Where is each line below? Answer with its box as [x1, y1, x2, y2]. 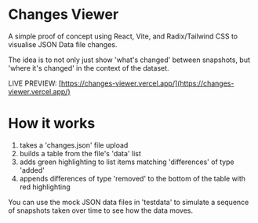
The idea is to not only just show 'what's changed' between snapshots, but [8, 55, 251, 64]
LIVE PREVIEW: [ [8, 79, 62, 88]
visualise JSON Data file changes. [8, 39, 118, 49]
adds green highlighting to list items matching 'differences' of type [19, 157, 234, 166]
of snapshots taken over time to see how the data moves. [8, 206, 194, 215]
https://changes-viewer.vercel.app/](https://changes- [61, 79, 234, 88]
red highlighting [19, 182, 71, 192]
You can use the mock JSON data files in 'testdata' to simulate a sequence [8, 197, 249, 207]
